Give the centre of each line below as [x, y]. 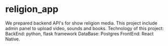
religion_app [32, 9]
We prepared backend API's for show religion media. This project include [81, 23]
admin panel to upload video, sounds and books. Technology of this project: [85, 28]
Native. [13, 39]
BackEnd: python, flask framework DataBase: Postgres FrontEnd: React [79, 33]
